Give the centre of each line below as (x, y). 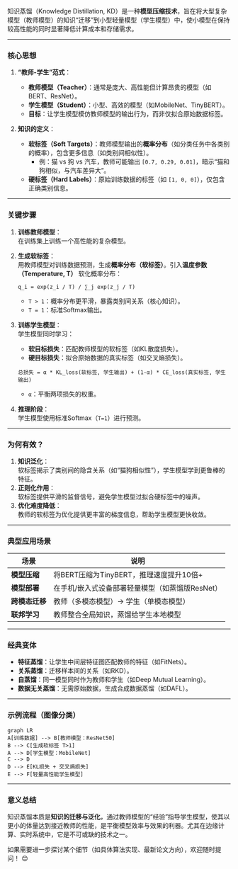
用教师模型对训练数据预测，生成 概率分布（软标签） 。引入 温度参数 (112, 264)
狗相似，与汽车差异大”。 (74, 171)
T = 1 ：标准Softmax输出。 (67, 309)
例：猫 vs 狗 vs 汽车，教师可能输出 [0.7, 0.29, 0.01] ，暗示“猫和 (134, 161)
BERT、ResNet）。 (55, 96)
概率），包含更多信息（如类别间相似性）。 (93, 153)
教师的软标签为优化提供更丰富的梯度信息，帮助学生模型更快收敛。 (114, 514)
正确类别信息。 (50, 188)
